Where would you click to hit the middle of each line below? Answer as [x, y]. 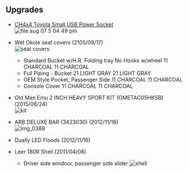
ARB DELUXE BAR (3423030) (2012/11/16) [66, 122]
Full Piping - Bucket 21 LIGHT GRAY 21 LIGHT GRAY [87, 73]
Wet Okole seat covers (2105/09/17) [59, 42]
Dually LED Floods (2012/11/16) [52, 140]
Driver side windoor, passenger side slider [76, 163]
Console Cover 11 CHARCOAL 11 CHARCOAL [78, 86]
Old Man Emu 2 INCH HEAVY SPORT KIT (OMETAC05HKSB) [89, 97]
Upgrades [24, 10]
